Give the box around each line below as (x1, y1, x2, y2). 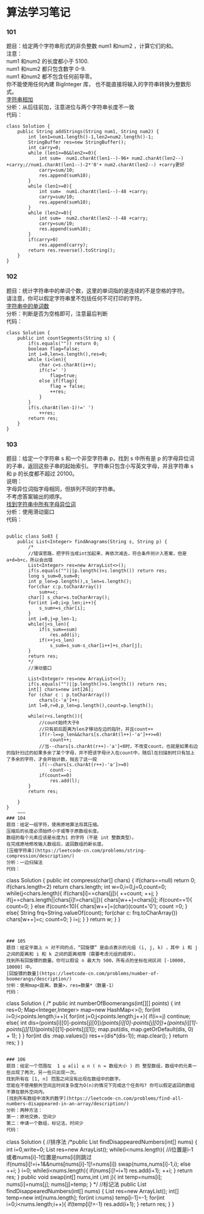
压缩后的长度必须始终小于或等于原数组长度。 (6, 828, 102, 835)
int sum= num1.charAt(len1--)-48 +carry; (38, 189, 149, 195)
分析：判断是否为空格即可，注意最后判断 (6, 310, 108, 317)
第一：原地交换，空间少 (6, 1114, 57, 1120)
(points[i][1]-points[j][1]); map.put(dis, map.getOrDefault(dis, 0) (35, 1026, 194, 1033)
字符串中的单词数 (6, 302, 49, 309)
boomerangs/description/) (6, 976, 72, 982)
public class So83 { (6, 533, 59, 539)
